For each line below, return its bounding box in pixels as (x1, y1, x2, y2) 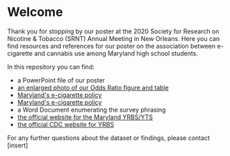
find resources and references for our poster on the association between (7, 42, 216, 50)
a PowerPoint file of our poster (17, 76, 106, 84)
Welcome (7, 4, 63, 20)
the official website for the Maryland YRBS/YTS (17, 112, 153, 121)
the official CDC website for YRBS (17, 120, 115, 128)
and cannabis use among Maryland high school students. (34, 49, 198, 58)
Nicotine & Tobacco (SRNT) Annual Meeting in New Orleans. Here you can (7, 34, 220, 42)
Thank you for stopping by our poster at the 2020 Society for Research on (7, 27, 220, 35)
